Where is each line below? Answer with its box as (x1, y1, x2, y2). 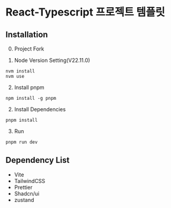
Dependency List (5, 155, 69, 165)
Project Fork (14, 45, 45, 52)
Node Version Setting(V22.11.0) (14, 57, 90, 64)
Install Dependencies (14, 106, 66, 113)
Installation (5, 29, 48, 39)
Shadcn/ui (14, 190, 40, 197)
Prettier (14, 184, 33, 191)
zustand (14, 196, 34, 203)
